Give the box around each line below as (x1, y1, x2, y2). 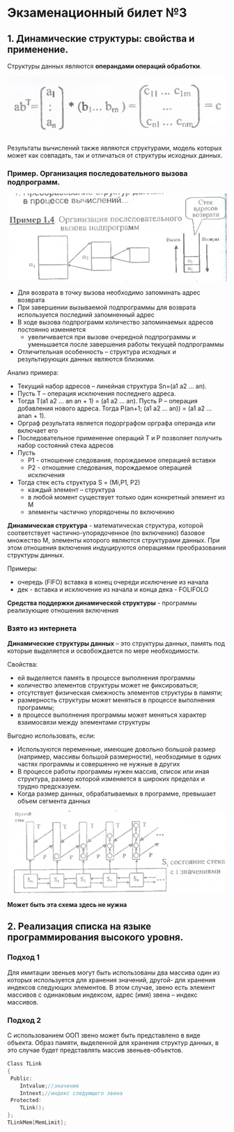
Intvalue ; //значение (19, 1082, 79, 1090)
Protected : (10, 1097, 42, 1104)
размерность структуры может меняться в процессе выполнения (17, 696, 215, 704)
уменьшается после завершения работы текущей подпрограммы (27, 340, 224, 349)
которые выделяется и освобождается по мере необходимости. (7, 646, 200, 656)
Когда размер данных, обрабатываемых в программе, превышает (17, 789, 217, 798)
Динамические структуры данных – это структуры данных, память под (7, 639, 225, 648)
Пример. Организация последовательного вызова (7, 169, 188, 178)
